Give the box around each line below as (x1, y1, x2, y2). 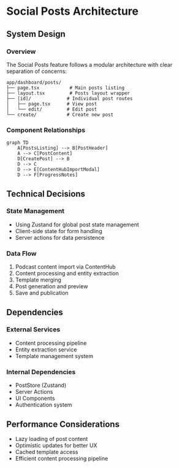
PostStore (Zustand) (15, 382, 67, 389)
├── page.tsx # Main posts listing (6, 85, 124, 91)
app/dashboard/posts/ (6, 79, 62, 85)
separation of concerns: (6, 67, 67, 75)
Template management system (15, 352, 94, 359)
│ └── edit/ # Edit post (6, 106, 97, 112)
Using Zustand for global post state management (15, 221, 139, 228)
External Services (6, 325, 61, 334)
